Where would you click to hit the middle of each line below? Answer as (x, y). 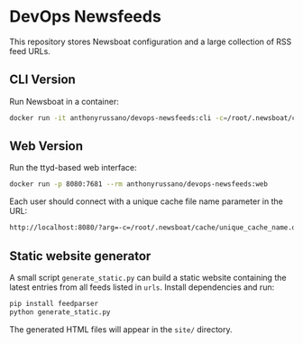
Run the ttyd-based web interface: (73, 168)
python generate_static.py (60, 312)
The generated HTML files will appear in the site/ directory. (121, 329)
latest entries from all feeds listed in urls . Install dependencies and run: (142, 287)
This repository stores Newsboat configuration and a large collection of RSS (151, 42)
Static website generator (80, 256)
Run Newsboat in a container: (64, 101)
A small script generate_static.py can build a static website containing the (148, 278)
